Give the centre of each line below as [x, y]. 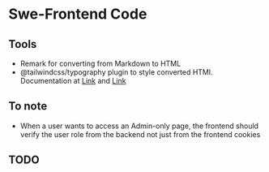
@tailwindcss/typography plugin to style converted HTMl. [116, 72]
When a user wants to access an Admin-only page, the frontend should [139, 126]
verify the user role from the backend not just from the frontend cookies [140, 134]
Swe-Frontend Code [78, 14]
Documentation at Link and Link [73, 81]
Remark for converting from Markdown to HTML [100, 63]
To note [28, 106]
